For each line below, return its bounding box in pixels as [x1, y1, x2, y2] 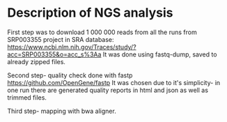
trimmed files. [7, 93, 47, 102]
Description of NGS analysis [7, 5, 173, 21]
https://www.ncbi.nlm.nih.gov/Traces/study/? [7, 43, 137, 51]
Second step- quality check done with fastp [7, 71, 133, 79]
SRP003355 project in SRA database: [7, 35, 114, 43]
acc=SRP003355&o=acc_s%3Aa [7, 50, 102, 59]
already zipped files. [7, 57, 66, 66]
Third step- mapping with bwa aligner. [7, 107, 116, 115]
